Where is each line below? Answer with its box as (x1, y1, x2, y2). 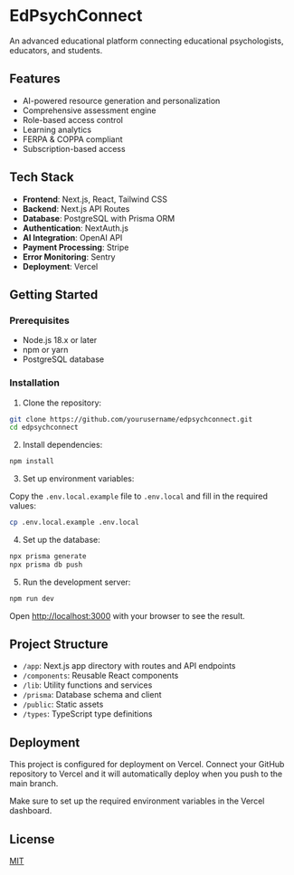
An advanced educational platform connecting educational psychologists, (9, 35, 284, 46)
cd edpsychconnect (9, 423, 79, 433)
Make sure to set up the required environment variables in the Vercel (9, 795, 265, 806)
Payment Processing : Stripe (22, 242, 129, 252)
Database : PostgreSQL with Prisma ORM (22, 213, 175, 224)
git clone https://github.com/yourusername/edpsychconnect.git (9, 414, 253, 423)
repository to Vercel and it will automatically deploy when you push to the (9, 768, 283, 779)
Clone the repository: (22, 397, 102, 408)
